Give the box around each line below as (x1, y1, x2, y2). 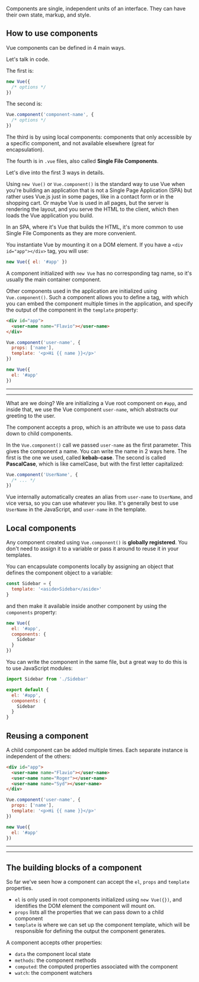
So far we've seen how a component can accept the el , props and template (6, 878, 190, 885)
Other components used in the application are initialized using (6, 287, 158, 294)
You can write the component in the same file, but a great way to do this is (6, 659, 188, 665)
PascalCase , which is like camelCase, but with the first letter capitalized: (6, 460, 184, 467)
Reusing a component (6, 731, 89, 741)
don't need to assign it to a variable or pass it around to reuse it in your (6, 545, 179, 553)
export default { (6, 686, 49, 692)
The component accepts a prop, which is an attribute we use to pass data (6, 423, 186, 431)
